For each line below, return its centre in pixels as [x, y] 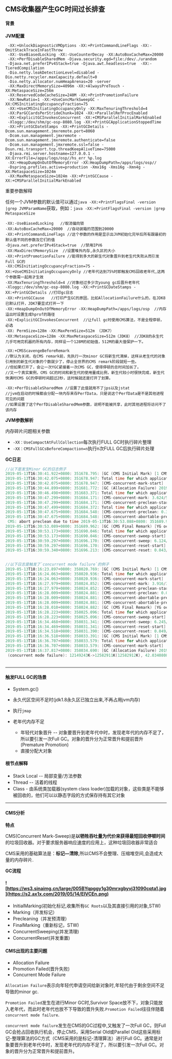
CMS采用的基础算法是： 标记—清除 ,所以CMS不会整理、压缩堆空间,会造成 [82, 854]
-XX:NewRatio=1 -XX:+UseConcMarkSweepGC [51, 99]
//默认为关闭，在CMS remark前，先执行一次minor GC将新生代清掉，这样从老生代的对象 [85, 356]
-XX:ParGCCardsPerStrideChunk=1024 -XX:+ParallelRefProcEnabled [77, 113]
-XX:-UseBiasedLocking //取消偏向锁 [45, 223]
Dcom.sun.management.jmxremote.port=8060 [50, 131]
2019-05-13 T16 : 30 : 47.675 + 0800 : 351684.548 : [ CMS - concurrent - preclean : [82, 512]
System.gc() [26, 689]
